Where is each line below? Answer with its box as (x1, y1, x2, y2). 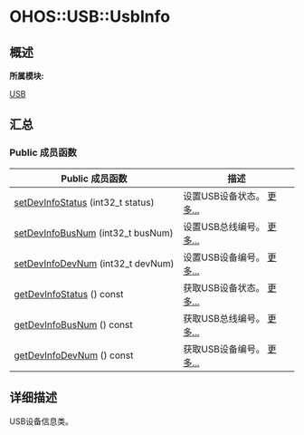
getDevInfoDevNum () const (14, 349, 134, 362)
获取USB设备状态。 (182, 281, 265, 294)
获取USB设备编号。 (182, 343, 265, 355)
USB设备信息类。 (9, 415, 74, 427)
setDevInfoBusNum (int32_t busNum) (14, 227, 174, 239)
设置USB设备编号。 (182, 251, 265, 264)
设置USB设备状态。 (182, 189, 265, 202)
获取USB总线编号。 (182, 312, 265, 324)
